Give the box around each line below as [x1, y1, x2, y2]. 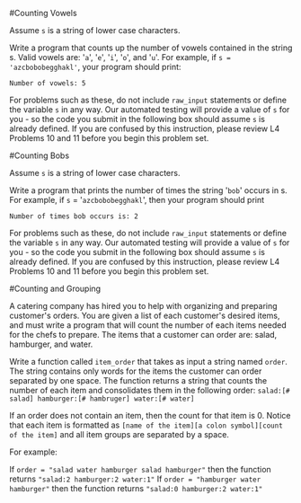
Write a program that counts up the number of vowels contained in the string [9, 42, 293, 53]
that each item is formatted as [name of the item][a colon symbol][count [9, 419, 283, 430]
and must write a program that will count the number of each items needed [9, 320, 287, 331]
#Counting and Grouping [9, 283, 102, 294]
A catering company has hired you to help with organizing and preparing [9, 301, 278, 311]
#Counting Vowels [9, 8, 78, 18]
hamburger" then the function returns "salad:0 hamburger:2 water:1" [9, 483, 263, 493]
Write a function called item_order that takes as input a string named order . [9, 357, 288, 366]
